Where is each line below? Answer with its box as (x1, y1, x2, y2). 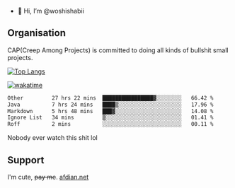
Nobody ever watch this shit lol (7, 134, 98, 142)
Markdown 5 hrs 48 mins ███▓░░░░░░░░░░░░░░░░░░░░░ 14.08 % (7, 107, 214, 114)
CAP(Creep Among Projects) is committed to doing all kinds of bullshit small (7, 46, 229, 54)
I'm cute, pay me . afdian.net (7, 173, 89, 181)
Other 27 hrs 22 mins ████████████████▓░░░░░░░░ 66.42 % (7, 94, 214, 102)
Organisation (7, 27, 66, 39)
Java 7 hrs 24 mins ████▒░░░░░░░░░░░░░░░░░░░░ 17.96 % (7, 101, 214, 108)
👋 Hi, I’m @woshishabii (17, 7, 85, 15)
